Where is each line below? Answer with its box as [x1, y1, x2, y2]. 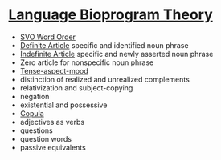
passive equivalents [19, 142, 86, 152]
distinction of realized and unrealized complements [19, 74, 190, 84]
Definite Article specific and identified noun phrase [19, 40, 189, 50]
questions [19, 126, 54, 135]
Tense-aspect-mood [19, 66, 88, 75]
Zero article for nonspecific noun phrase [19, 58, 154, 67]
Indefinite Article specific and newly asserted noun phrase [19, 49, 214, 58]
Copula [19, 108, 44, 118]
